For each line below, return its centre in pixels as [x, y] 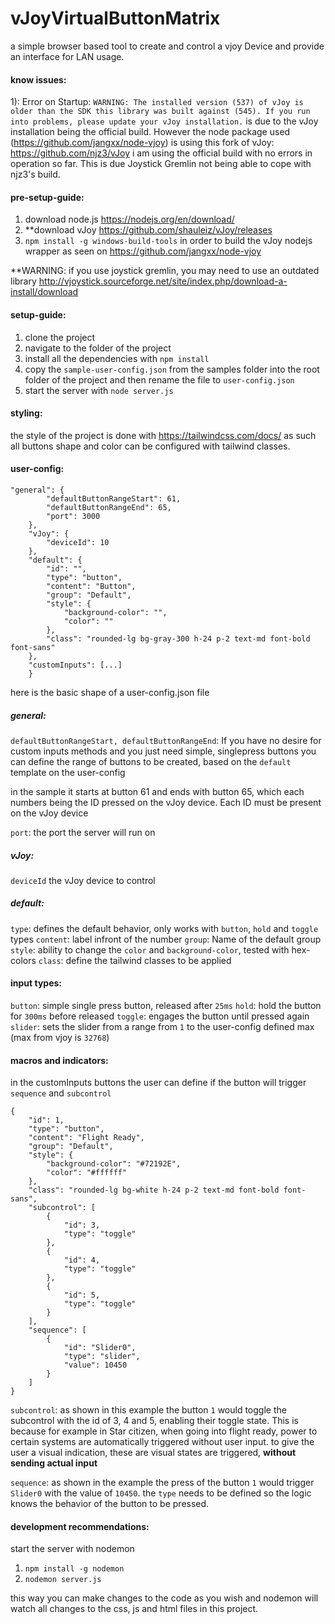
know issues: [38, 79]
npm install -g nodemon [74, 1569]
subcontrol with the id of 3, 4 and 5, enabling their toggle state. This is [154, 1421]
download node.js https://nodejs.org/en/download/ [129, 219]
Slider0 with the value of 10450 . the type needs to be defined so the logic [161, 1493]
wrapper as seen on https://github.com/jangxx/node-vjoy [143, 251]
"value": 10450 [95, 1365]
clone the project [60, 337]
